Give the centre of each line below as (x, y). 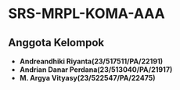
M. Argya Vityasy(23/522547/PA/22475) (87, 78)
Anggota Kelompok (56, 43)
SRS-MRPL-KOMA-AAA (87, 14)
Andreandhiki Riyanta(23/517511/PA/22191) (91, 61)
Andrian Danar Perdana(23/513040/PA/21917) (96, 70)
